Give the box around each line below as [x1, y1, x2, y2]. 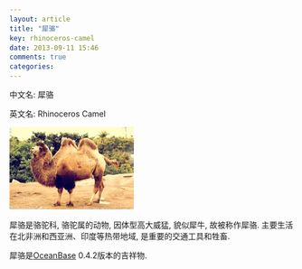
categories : [9, 62, 54, 71]
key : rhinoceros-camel [9, 33, 95, 42]
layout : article [9, 14, 71, 23]
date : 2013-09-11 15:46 [9, 43, 99, 52]
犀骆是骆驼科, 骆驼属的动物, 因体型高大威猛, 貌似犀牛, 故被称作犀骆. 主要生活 [9, 219, 294, 230]
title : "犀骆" [9, 23, 61, 33]
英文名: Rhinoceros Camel [9, 108, 107, 119]
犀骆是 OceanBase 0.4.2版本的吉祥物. [9, 250, 147, 261]
